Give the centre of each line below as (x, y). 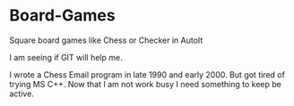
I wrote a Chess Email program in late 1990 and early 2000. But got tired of (147, 74)
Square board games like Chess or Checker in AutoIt (106, 40)
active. (22, 94)
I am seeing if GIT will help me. (66, 57)
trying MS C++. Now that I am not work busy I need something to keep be (146, 84)
